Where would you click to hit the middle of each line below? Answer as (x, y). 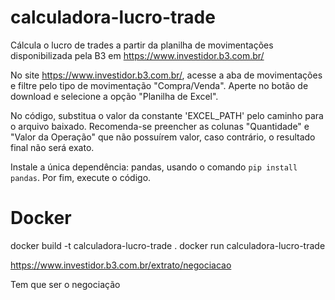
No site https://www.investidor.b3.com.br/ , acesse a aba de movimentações (166, 75)
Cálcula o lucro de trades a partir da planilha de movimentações (142, 45)
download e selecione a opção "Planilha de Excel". (114, 96)
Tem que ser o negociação (65, 284)
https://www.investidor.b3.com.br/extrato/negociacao (121, 265)
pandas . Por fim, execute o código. (81, 177)
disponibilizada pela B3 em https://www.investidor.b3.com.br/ (137, 55)
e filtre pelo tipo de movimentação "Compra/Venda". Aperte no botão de (159, 85)
